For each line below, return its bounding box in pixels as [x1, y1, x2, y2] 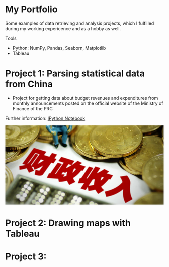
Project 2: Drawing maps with [5, 217, 131, 229]
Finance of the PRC [12, 105, 53, 111]
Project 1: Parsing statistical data [5, 68, 145, 79]
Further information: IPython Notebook [5, 115, 86, 121]
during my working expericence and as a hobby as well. [5, 25, 121, 31]
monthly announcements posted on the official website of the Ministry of [12, 100, 163, 106]
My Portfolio [5, 4, 58, 15]
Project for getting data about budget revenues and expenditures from [12, 95, 158, 101]
